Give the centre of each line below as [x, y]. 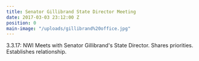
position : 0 [21, 23]
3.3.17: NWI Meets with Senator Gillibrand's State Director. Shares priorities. [100, 45]
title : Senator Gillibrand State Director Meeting [71, 12]
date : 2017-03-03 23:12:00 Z [43, 17]
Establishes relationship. [36, 52]
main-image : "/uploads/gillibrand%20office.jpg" [68, 28]
